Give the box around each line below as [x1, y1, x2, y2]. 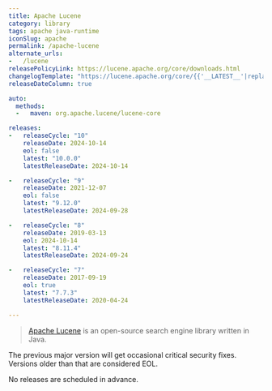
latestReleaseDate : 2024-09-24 [23, 251, 129, 260]
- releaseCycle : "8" [8, 221, 85, 230]
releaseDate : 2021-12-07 [23, 184, 107, 192]
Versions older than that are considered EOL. [8, 359, 159, 368]
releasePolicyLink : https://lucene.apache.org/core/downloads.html [8, 65, 241, 73]
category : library [8, 19, 70, 28]
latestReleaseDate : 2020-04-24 [23, 296, 129, 304]
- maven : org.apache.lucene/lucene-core [15, 110, 161, 118]
